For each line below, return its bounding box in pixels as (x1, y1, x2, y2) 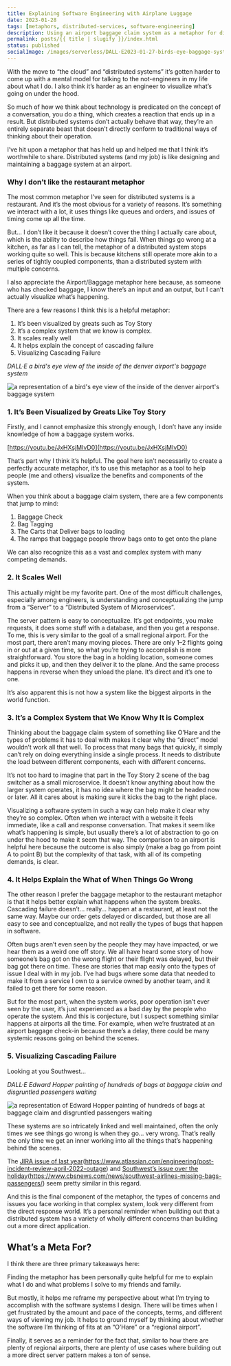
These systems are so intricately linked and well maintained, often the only (7, 1121, 219, 1130)
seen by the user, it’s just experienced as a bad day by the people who (7, 1005, 207, 1013)
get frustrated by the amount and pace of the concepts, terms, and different (7, 1308, 222, 1316)
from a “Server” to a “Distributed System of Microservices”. (7, 603, 175, 611)
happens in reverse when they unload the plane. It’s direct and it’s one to (7, 668, 213, 676)
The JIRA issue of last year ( (7, 1157, 86, 1165)
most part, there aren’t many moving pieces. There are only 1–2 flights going (7, 638, 223, 646)
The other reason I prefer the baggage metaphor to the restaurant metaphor (7, 890, 222, 899)
